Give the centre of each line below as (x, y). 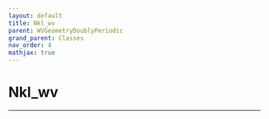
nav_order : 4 (30, 46)
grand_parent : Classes (46, 38)
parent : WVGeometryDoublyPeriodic (66, 30)
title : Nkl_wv (32, 23)
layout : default (35, 16)
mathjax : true (32, 53)
